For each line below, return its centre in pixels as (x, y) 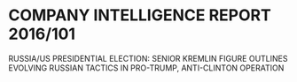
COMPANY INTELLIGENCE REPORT (140, 15)
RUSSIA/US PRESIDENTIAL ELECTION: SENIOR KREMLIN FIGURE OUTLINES (148, 58)
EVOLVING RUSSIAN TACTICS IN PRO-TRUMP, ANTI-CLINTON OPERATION (146, 68)
